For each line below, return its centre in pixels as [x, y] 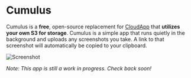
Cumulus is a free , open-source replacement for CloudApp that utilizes [93, 27]
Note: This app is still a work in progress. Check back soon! [79, 68]
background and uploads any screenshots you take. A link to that [85, 39]
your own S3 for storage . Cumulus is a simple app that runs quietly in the [96, 32]
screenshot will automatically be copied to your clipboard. [77, 45]
